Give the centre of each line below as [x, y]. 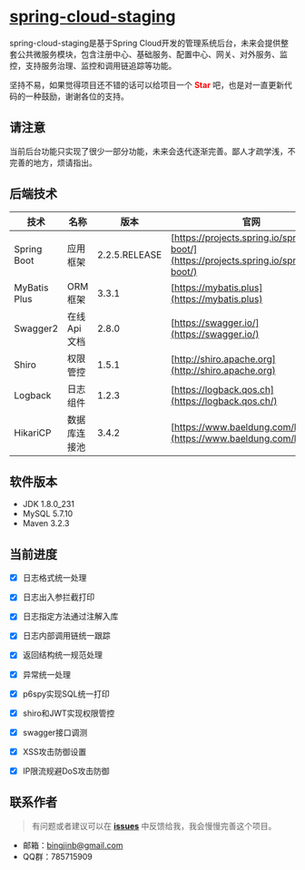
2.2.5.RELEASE [129, 254]
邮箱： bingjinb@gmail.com [73, 845]
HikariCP [33, 433]
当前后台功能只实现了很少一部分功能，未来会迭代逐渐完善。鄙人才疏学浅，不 [152, 151]
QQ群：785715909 [58, 856]
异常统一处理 [46, 674]
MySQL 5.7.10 [48, 513]
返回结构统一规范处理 [62, 655]
